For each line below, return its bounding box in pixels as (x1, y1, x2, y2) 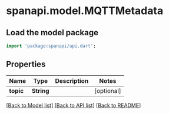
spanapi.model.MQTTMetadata (6, 4, 164, 18)
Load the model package (6, 28, 99, 38)
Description (55, 76, 89, 85)
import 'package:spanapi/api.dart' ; (6, 43, 96, 49)
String (31, 86, 49, 95)
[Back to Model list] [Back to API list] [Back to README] (6, 102, 141, 109)
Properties (6, 59, 46, 69)
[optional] (94, 86, 122, 95)
